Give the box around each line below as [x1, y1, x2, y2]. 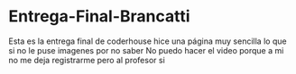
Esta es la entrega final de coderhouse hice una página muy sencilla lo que [8, 36, 287, 46]
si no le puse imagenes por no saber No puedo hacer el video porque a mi [8, 45, 284, 55]
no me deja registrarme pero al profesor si [8, 54, 166, 65]
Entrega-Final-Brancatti [8, 6, 190, 27]
